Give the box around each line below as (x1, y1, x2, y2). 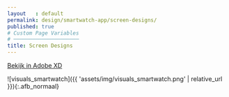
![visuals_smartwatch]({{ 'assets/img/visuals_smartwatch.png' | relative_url (7, 75, 223, 83)
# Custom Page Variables (7, 29, 79, 37)
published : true (7, 23, 54, 30)
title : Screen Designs (7, 42, 73, 49)
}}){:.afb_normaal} (7, 82, 60, 90)
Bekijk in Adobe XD (7, 62, 63, 69)
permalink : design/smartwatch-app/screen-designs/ (7, 17, 157, 24)
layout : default (7, 10, 64, 17)
